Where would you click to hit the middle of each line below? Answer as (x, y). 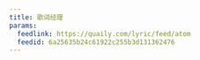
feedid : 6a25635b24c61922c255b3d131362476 (96, 42)
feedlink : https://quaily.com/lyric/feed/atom (104, 34)
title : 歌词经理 (36, 17)
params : (23, 26)
